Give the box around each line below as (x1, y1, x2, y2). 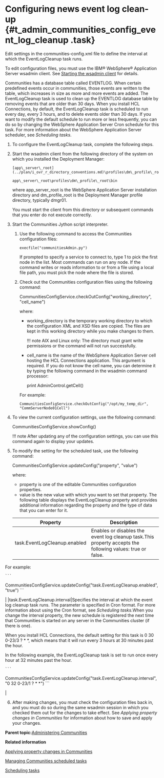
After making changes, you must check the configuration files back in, (12, 699, 154, 705)
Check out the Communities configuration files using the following (19, 279, 153, 285)
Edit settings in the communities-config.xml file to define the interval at (5, 50, 148, 57)
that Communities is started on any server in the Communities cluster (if (5, 617, 150, 623)
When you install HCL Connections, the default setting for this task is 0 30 (5, 632, 154, 638)
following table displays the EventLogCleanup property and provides (19, 497, 158, 503)
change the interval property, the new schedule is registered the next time (5, 612, 154, 618)
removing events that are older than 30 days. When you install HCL (5, 101, 140, 106)
